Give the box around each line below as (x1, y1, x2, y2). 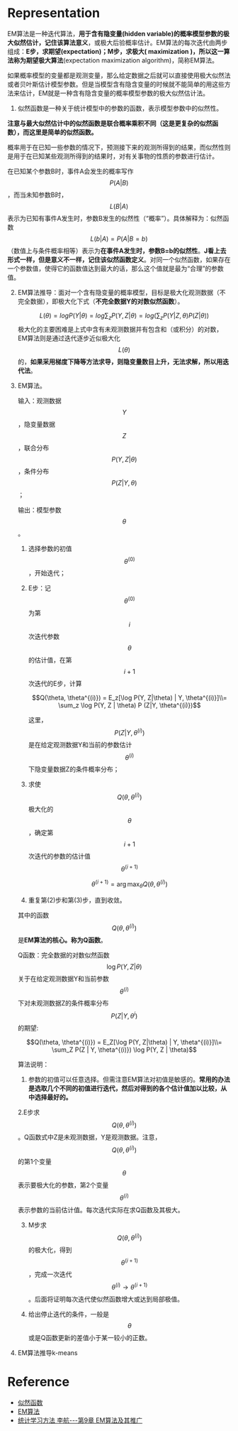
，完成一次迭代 (28, 1270, 72, 1279)
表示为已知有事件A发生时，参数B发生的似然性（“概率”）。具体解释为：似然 (7, 214, 223, 222)
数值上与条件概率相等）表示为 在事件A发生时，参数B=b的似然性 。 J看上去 (13, 246, 227, 255)
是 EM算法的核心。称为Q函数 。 (17, 935, 108, 944)
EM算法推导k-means (17, 1349, 78, 1357)
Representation (7, 5, 101, 21)
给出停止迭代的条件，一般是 (28, 1310, 110, 1319)
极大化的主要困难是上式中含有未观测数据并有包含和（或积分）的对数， (17, 325, 223, 333)
